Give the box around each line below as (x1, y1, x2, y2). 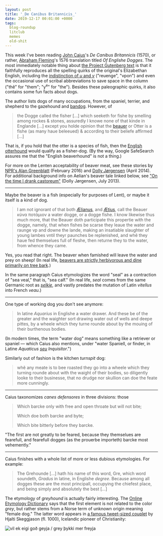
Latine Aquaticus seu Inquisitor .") (5, 346, 72, 352)
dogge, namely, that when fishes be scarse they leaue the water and (16, 222, 154, 228)
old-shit (9, 39, 27, 44)
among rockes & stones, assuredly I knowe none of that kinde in (16, 118, 145, 124)
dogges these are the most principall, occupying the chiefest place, (16, 481, 152, 487)
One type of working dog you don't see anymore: (5, 301, 103, 307)
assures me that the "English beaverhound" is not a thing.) (5, 153, 122, 159)
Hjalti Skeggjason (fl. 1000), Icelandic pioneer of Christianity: (5, 516, 126, 522)
